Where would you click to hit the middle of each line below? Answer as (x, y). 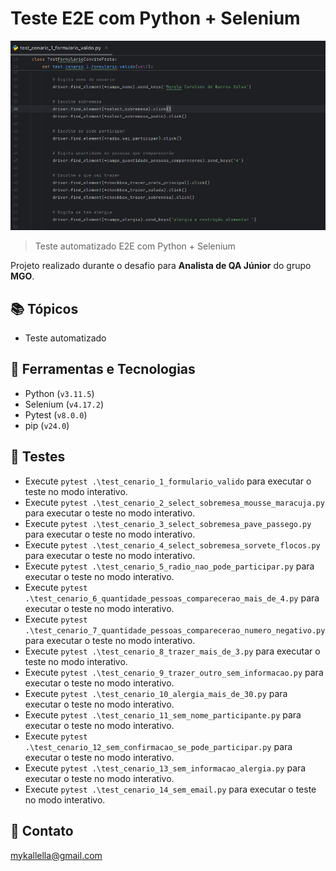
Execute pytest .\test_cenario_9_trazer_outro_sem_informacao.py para (174, 672)
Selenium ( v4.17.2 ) (64, 404)
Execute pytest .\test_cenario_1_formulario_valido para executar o (168, 481)
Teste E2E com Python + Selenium (155, 18)
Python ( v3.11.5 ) (59, 393)
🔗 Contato (42, 831)
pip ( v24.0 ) (47, 425)
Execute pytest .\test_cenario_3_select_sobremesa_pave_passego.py (168, 523)
